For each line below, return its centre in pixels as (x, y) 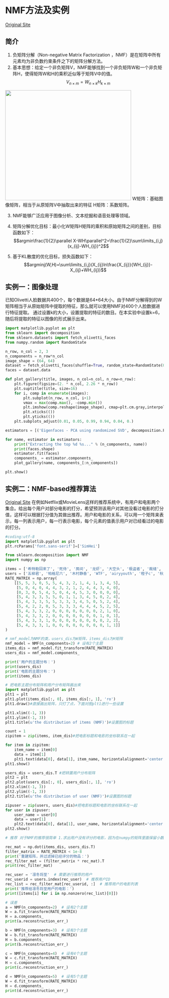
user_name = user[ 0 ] (36, 815)
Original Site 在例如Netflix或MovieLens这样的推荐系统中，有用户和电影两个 (83, 502)
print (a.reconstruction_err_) (37, 922)
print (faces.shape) (35, 449)
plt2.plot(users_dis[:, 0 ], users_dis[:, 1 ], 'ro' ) (60, 782)
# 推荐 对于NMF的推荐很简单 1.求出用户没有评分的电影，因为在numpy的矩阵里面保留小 (83, 838)
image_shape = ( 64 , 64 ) (30, 361)
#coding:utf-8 (20, 536)
